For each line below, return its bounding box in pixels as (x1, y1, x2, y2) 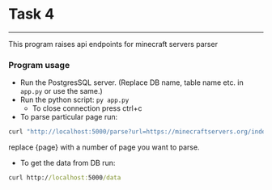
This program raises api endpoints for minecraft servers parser (8, 39, 219, 49)
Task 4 (8, 5, 55, 23)
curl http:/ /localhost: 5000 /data (8, 174, 121, 182)
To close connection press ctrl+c (32, 103, 143, 113)
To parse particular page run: (19, 112, 118, 122)
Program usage (8, 59, 70, 70)
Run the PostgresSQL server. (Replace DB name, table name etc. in (19, 78, 244, 87)
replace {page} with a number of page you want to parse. (8, 142, 200, 152)
